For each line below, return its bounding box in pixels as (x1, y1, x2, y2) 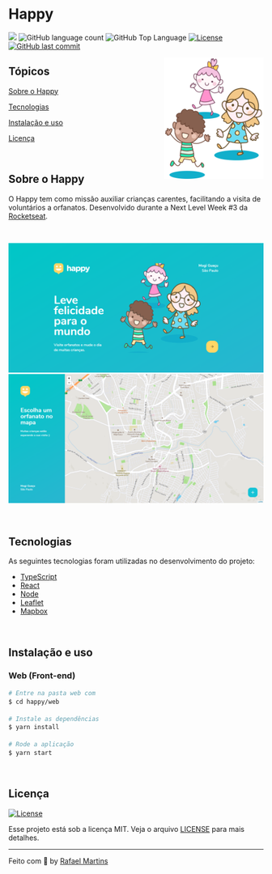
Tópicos (8, 65, 50, 78)
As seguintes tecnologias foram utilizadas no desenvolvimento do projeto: (8, 556, 255, 566)
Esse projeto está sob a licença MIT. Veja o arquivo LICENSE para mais (8, 824, 245, 834)
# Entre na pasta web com (8, 689, 96, 697)
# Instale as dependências (8, 715, 100, 723)
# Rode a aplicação (8, 740, 74, 749)
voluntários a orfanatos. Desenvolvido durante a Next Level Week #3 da (8, 202, 249, 212)
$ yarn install (8, 723, 60, 732)
